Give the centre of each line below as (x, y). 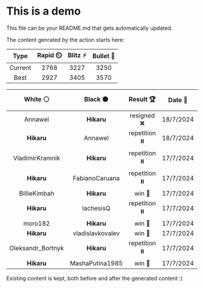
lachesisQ (96, 208)
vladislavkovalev (96, 233)
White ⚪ (37, 99)
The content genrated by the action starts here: (66, 39)
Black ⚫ (96, 99)
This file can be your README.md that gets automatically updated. (90, 28)
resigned (142, 115)
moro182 (37, 223)
